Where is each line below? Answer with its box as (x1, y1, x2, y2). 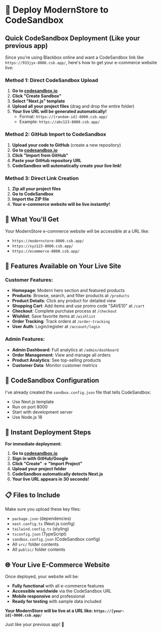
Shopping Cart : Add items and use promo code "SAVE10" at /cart (12, 303, 145, 309)
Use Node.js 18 (12, 414, 43, 420)
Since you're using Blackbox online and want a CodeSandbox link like (5, 54, 144, 60)
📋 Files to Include (5, 491, 61, 499)
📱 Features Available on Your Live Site (5, 262, 121, 270)
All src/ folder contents (12, 541, 59, 548)
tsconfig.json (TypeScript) (12, 531, 67, 537)
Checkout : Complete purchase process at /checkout (12, 308, 117, 314)
